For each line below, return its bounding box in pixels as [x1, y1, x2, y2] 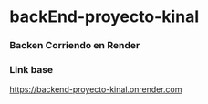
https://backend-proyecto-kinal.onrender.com [9, 84, 182, 95]
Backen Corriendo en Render [9, 39, 140, 52]
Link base [9, 64, 54, 77]
